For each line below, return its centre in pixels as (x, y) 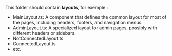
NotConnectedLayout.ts (38, 38)
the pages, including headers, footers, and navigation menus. (78, 22)
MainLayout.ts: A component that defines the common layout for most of (90, 17)
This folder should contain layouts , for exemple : (57, 7)
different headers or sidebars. (44, 33)
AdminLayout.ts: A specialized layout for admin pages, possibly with (85, 28)
